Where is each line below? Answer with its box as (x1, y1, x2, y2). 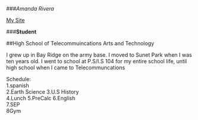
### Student (6, 28, 37, 35)
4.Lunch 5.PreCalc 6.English (6, 95, 76, 101)
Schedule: (6, 76, 31, 82)
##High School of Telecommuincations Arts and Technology (6, 40, 154, 47)
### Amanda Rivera (6, 5, 55, 12)
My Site (6, 17, 25, 23)
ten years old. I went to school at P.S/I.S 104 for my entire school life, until (6, 58, 187, 64)
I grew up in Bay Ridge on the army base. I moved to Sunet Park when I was (6, 51, 192, 59)
